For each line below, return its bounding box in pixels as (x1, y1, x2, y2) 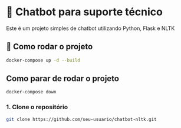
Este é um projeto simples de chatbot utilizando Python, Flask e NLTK (6, 25, 175, 32)
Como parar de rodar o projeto (6, 73, 120, 84)
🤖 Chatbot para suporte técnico (6, 5, 163, 19)
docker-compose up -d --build (6, 57, 81, 63)
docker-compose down (6, 89, 57, 95)
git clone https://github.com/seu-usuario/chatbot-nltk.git (6, 116, 157, 122)
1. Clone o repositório (6, 103, 68, 111)
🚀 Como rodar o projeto (6, 42, 93, 52)
